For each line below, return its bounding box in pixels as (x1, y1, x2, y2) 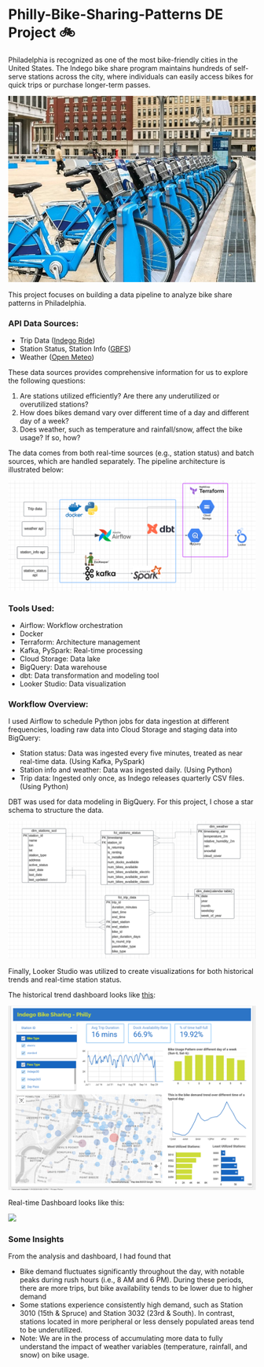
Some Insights (8, 1233, 64, 1244)
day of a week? (19, 417, 69, 426)
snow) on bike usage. (19, 1350, 90, 1360)
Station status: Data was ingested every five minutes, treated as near (19, 748, 244, 758)
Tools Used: (8, 603, 55, 614)
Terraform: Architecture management (19, 637, 141, 646)
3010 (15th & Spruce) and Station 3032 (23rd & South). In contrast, (19, 1309, 235, 1318)
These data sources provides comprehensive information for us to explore (8, 368, 248, 377)
